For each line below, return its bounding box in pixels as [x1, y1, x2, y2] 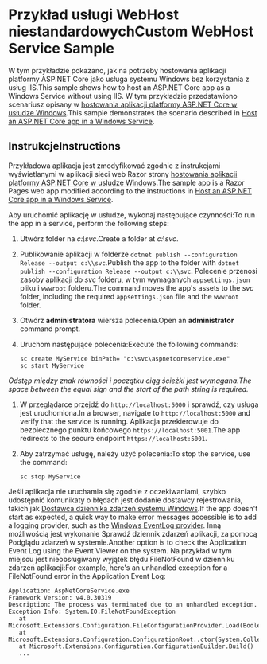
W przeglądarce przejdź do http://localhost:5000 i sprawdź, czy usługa [19, 400, 259, 409]
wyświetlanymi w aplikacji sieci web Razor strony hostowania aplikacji [8, 169, 238, 178]
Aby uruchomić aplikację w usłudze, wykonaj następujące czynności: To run [8, 209, 256, 220]
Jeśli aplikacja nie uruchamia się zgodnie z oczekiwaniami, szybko [8, 486, 226, 496]
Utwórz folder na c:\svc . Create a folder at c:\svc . [19, 233, 179, 244]
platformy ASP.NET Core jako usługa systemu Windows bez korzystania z [8, 74, 250, 84]
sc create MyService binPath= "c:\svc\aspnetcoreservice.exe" [19, 354, 230, 363]
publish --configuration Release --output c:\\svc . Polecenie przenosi [19, 266, 258, 275]
